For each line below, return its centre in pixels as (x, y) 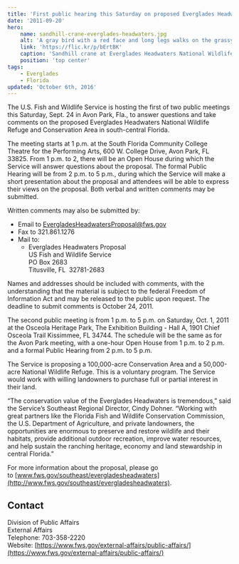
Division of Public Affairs (43, 523)
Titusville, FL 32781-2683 (67, 270)
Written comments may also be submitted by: (74, 210)
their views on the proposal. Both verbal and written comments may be (111, 189)
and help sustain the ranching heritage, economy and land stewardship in (115, 446)
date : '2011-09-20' (36, 21)
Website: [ (22, 545)
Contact (26, 505)
